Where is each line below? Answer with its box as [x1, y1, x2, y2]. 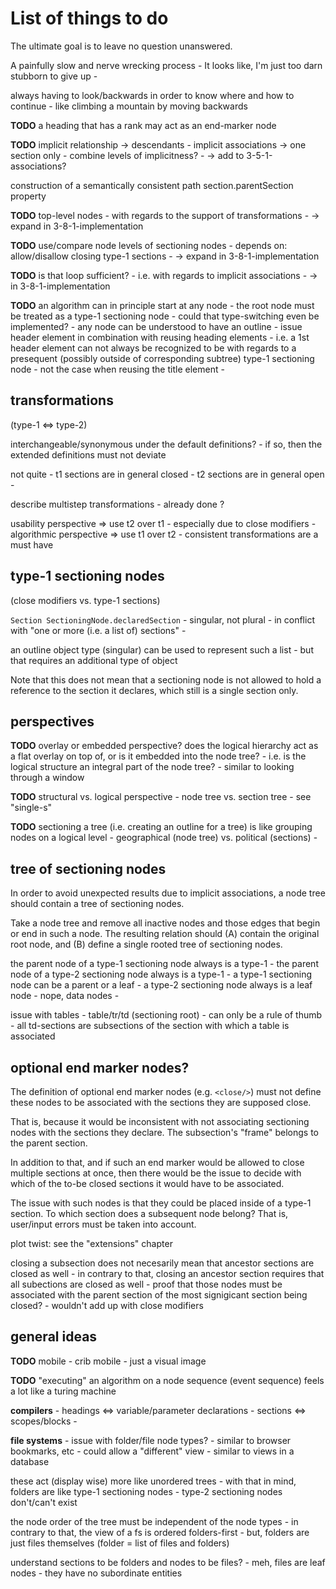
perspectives [10, 713, 95, 730]
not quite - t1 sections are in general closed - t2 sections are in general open [10, 468, 325, 480]
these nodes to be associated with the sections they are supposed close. [10, 1097, 312, 1108]
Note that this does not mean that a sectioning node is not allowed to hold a [10, 673, 322, 686]
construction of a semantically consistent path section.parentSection [10, 179, 294, 191]
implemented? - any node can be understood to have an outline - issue [10, 320, 303, 332]
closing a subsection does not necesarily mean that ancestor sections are [10, 1257, 315, 1269]
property [10, 190, 47, 202]
